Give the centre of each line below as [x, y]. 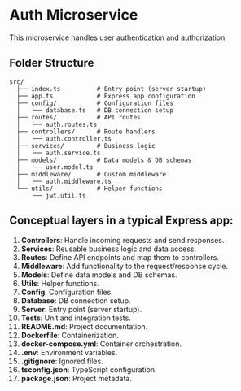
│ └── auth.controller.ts [64, 139]
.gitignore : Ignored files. [62, 361]
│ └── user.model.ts [55, 167]
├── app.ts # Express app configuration [106, 96]
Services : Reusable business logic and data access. [109, 249]
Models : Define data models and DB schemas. [99, 275]
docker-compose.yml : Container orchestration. [101, 344]
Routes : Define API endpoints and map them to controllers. [120, 257]
